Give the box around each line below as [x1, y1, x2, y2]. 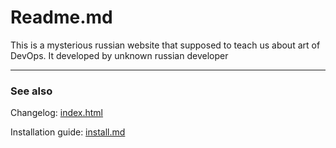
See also [10, 84, 53, 98]
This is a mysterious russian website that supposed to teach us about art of [10, 39, 321, 51]
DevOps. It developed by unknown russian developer [10, 49, 229, 61]
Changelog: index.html [10, 107, 104, 119]
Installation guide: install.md [10, 126, 126, 138]
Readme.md [10, 6, 113, 29]
